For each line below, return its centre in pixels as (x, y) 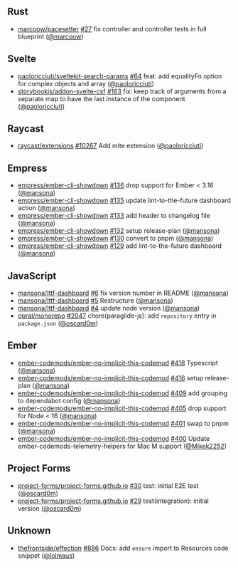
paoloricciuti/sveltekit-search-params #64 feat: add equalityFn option (120, 76)
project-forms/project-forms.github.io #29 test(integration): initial (113, 501)
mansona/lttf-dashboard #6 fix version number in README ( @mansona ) (123, 293)
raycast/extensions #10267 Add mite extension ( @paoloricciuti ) (110, 146)
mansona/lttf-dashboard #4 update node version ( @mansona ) (109, 308)
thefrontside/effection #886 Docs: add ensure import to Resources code (123, 548)
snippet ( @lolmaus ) (46, 556)
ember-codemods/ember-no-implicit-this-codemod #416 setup (110, 378)
